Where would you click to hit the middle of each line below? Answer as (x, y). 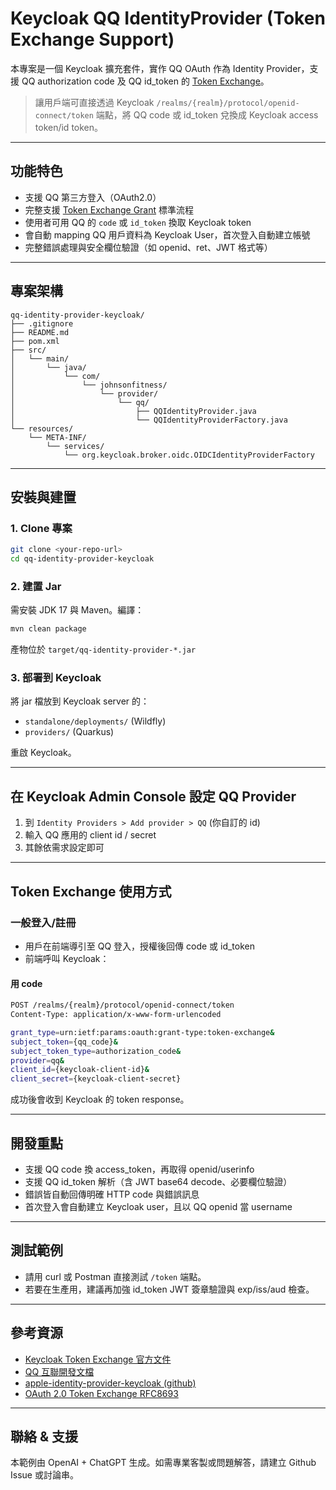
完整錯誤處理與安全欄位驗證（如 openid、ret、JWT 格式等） (148, 247)
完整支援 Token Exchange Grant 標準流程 (109, 209)
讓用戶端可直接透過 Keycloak (94, 102)
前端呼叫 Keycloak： (67, 958)
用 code (26, 983)
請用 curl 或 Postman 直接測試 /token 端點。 (115, 1276)
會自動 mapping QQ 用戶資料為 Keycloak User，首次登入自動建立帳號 (167, 234)
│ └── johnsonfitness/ (89, 385)
